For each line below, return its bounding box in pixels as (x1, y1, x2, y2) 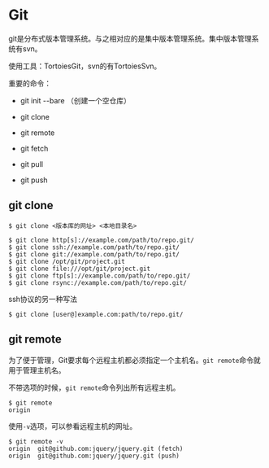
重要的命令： (8, 78, 51, 88)
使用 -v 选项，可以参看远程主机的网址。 (8, 421, 137, 431)
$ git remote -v (8, 437, 63, 445)
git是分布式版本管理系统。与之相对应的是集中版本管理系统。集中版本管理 (8, 33, 252, 43)
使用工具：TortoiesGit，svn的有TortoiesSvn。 (8, 61, 162, 71)
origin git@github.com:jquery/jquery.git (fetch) (8, 444, 184, 453)
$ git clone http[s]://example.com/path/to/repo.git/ (8, 236, 195, 244)
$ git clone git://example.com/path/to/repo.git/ (8, 250, 180, 258)
